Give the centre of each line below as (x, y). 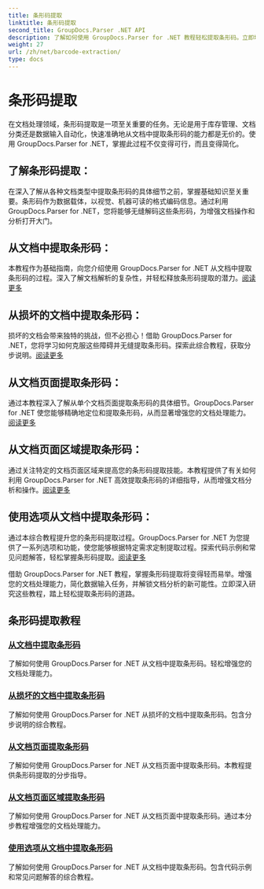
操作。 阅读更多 (46, 489)
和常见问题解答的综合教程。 (53, 876)
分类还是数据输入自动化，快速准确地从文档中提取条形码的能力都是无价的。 (128, 134)
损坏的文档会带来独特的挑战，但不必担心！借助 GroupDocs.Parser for (120, 336)
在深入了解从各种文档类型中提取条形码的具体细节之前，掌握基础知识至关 (125, 191)
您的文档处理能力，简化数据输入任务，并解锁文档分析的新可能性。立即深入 (128, 584)
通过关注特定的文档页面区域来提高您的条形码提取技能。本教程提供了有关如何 (132, 470)
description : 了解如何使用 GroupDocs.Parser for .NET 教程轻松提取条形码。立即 (131, 37)
